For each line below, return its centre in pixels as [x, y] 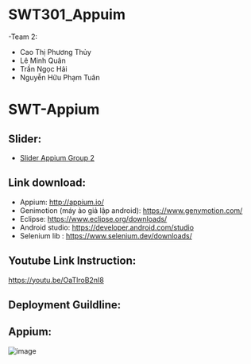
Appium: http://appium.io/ [62, 202]
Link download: [47, 183]
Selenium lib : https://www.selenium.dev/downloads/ [106, 235]
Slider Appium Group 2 [57, 157]
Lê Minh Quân [42, 60]
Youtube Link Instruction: [72, 261]
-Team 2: [23, 37]
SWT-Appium [54, 110]
